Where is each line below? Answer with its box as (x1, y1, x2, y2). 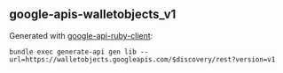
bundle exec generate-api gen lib (9, 47, 138, 56)
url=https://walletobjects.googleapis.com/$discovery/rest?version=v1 (9, 55, 276, 64)
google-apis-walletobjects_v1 (9, 7, 177, 22)
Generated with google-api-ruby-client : (9, 30, 153, 40)
